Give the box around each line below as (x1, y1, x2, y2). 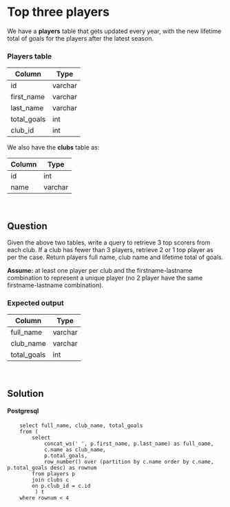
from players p (32, 470, 76, 477)
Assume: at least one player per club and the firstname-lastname (7, 267, 193, 275)
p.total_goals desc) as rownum (7, 464, 97, 471)
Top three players (7, 4, 110, 20)
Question (7, 220, 48, 231)
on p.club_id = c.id (32, 482, 91, 489)
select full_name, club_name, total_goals (19, 422, 143, 429)
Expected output (7, 298, 64, 307)
